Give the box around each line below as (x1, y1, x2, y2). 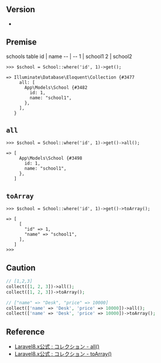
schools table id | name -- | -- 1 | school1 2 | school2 (6, 53, 133, 60)
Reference (6, 327, 45, 337)
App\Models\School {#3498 (19, 155, 83, 162)
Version (6, 5, 35, 15)
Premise (6, 37, 37, 47)
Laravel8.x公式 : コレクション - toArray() (14, 351, 112, 358)
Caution (6, 263, 36, 273)
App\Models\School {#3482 (24, 84, 88, 90)
